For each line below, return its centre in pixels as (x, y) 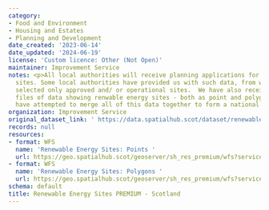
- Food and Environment (48, 23)
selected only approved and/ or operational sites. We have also (128, 90)
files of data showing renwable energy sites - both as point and (128, 97)
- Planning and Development (55, 38)
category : (25, 16)
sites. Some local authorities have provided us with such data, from (136, 82)
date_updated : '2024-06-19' (55, 53)
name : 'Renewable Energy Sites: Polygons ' (89, 172)
